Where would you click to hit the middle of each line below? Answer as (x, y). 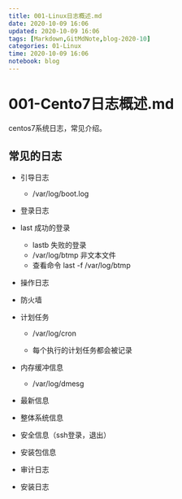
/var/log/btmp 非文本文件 (74, 255)
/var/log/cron (54, 333)
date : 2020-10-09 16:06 (49, 24)
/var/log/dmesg (58, 384)
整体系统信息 (41, 417)
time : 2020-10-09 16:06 (49, 54)
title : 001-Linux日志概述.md (55, 16)
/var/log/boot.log (61, 193)
